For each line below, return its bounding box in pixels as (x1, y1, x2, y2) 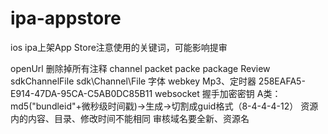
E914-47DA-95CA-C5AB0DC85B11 (10, 87, 153, 99)
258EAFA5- (258, 75, 306, 87)
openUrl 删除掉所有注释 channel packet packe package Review (10, 62, 271, 74)
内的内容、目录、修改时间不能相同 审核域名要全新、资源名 (10, 112, 250, 124)
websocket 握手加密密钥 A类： (154, 87, 282, 99)
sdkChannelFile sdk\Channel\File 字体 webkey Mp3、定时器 (10, 75, 257, 87)
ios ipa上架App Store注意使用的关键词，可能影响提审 (10, 41, 228, 53)
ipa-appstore (10, 7, 122, 30)
